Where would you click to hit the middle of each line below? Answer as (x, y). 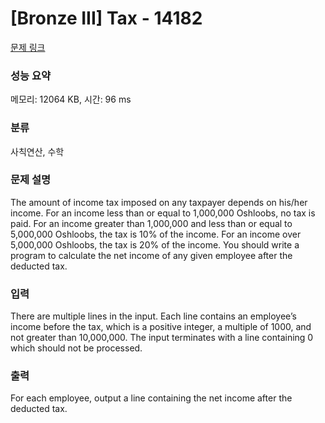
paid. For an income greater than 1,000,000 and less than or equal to (151, 223)
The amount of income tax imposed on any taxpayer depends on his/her (159, 202)
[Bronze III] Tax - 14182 (106, 18)
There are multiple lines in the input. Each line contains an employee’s (153, 316)
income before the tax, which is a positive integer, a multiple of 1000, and (161, 327)
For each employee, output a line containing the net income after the (151, 398)
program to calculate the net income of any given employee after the (151, 255)
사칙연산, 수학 (37, 151)
